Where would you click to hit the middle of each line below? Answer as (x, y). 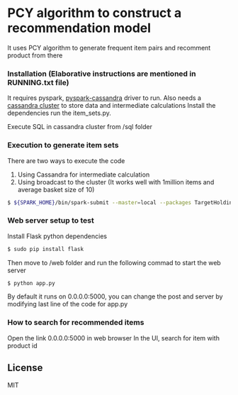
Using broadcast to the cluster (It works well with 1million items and (116, 182)
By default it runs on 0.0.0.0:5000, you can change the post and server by (115, 296)
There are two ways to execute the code (66, 160)
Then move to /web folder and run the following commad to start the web (114, 262)
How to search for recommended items (76, 323)
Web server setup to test (51, 221)
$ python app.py (31, 283)
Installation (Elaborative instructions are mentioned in (102, 74)
